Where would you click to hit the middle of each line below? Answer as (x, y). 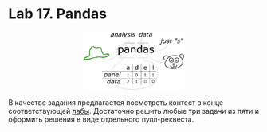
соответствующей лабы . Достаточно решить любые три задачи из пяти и (134, 111)
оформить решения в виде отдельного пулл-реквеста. (101, 119)
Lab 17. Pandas (58, 14)
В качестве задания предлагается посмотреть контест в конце (116, 102)
